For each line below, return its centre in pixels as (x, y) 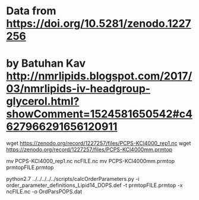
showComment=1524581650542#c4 (99, 114)
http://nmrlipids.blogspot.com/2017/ (99, 76)
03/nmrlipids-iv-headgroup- (78, 89)
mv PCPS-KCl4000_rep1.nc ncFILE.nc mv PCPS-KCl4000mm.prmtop (91, 161)
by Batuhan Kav (46, 63)
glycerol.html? (43, 101)
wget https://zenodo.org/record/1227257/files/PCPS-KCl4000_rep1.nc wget (99, 143)
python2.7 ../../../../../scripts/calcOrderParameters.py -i (73, 179)
